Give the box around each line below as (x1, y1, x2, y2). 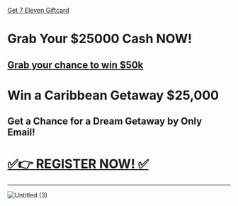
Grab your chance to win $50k (7, 59, 144, 71)
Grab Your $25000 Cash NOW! (7, 31, 193, 47)
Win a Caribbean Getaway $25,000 (7, 87, 220, 103)
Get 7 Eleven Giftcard (7, 6, 69, 14)
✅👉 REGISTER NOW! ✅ (7, 156, 149, 172)
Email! (7, 127, 35, 139)
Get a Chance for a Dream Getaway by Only (7, 115, 203, 127)
